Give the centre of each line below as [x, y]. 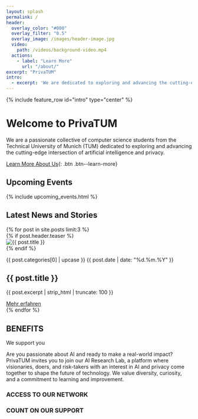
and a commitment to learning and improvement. [65, 379]
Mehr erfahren [24, 304]
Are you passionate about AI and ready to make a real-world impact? [90, 354]
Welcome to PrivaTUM [62, 124]
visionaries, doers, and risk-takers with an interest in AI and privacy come [95, 367]
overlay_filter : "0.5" [39, 34]
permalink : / [22, 17]
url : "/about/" [40, 66]
